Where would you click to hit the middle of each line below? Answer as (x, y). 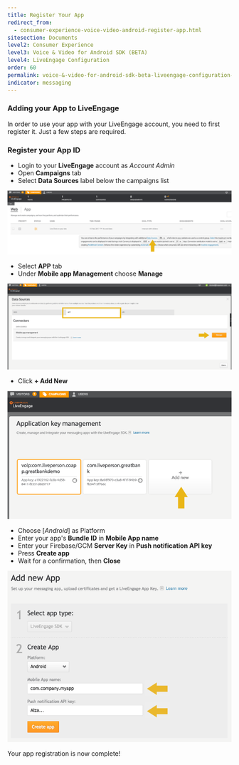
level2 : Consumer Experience (51, 45)
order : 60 (22, 68)
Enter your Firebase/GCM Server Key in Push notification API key (115, 546)
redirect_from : (30, 22)
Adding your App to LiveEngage (63, 108)
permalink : (23, 75)
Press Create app (43, 553)
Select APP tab (40, 266)
